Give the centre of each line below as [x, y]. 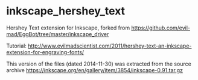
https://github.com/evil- [161, 28]
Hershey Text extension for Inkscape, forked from [68, 28]
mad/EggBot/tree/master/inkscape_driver [58, 34]
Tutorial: [17, 46]
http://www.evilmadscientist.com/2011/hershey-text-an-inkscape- [110, 46]
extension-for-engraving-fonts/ [45, 52]
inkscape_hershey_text [66, 11]
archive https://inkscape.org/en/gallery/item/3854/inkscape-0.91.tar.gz [94, 70]
